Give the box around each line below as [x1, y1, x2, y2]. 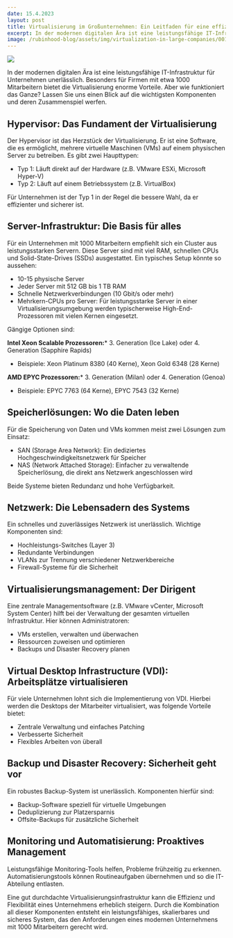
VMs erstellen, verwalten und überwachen [17, 630, 139, 639]
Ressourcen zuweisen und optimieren [17, 637, 126, 646]
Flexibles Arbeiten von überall [17, 738, 103, 745]
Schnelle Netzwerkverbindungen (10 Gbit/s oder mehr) [17, 289, 174, 298]
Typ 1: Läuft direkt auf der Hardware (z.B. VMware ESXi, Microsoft [17, 164, 206, 173]
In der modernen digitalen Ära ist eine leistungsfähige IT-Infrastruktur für [7, 68, 215, 77]
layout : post [7, 17, 45, 24]
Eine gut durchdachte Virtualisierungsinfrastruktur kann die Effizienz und [7, 893, 216, 901]
